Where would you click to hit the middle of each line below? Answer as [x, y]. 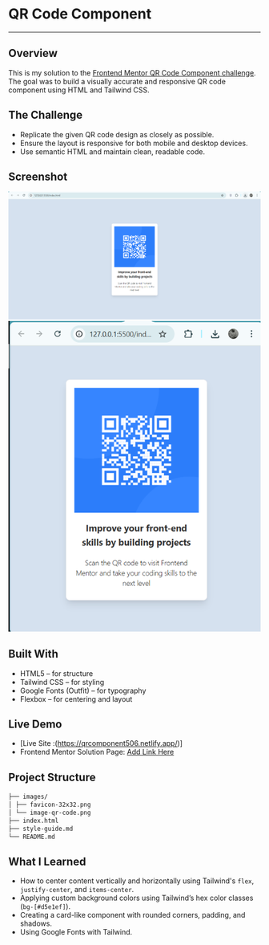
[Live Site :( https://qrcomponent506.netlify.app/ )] [101, 743]
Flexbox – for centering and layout [76, 699]
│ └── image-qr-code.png [50, 813]
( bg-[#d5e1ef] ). [45, 906]
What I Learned [47, 861]
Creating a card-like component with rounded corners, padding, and [132, 915]
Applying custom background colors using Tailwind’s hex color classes [137, 898]
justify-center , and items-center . [77, 890]
